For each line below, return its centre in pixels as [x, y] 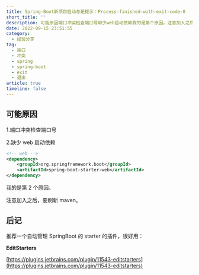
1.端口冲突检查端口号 [31, 129]
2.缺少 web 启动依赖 [31, 142]
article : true [24, 84]
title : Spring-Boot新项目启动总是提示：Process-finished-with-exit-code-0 [96, 12]
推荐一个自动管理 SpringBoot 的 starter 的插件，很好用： [75, 236]
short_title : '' [26, 17]
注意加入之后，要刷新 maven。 [44, 200]
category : [18, 34]
